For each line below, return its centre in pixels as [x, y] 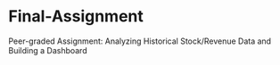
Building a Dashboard [48, 50]
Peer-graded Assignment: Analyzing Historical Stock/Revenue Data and [140, 41]
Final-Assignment [76, 16]
